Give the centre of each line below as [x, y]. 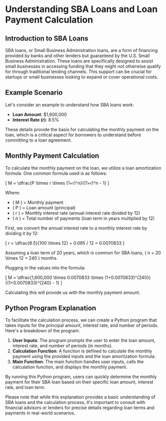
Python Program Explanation [51, 308]
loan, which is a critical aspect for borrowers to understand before [73, 135]
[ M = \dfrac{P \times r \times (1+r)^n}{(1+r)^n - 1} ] [57, 183]
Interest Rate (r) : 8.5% [36, 120]
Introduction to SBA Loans [47, 38]
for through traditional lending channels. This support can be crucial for [79, 72]
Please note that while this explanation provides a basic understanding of [80, 397]
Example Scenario [34, 93]
